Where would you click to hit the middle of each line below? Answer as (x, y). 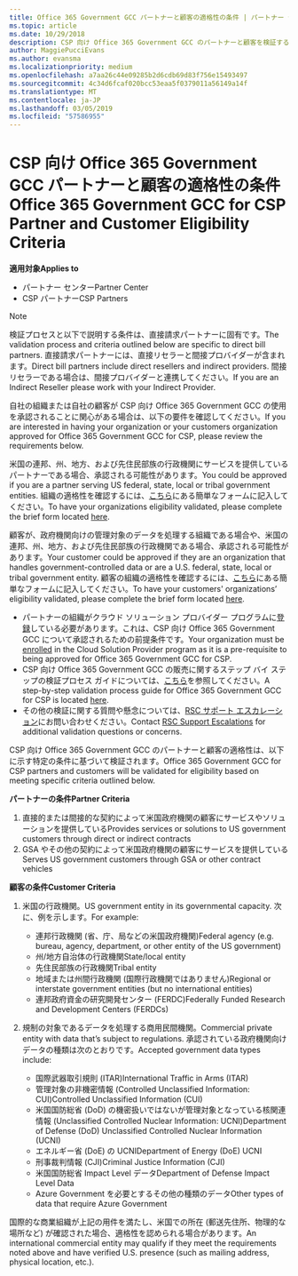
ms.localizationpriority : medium (71, 68)
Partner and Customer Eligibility (129, 224)
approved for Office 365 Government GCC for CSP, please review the (136, 436)
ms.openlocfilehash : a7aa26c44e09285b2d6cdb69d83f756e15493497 (129, 76)
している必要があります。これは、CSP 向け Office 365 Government (152, 628)
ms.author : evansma (45, 59)
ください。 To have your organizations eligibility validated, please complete (145, 506)
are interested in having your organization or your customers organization (144, 427)
